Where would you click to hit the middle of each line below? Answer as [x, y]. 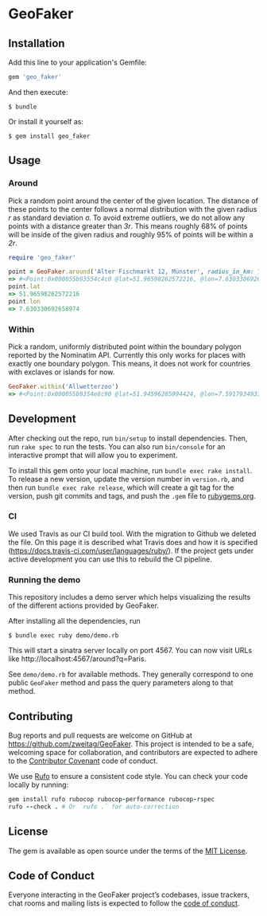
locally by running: [39, 785]
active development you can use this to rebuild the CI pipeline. [110, 559]
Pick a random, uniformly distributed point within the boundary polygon [125, 346]
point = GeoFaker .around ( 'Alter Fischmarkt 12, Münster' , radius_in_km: [131, 272]
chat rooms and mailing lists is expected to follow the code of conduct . [124, 903]
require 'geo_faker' [43, 257]
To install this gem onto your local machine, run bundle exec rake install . [130, 470]
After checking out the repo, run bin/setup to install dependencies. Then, [128, 438]
